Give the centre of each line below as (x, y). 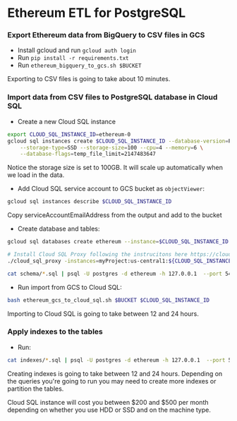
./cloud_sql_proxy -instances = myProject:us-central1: (88, 261)
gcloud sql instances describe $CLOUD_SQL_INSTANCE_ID (90, 202)
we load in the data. (36, 175)
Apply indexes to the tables (55, 331)
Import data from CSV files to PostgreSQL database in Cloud (113, 97)
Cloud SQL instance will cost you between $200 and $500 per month (108, 402)
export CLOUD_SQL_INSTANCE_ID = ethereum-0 (69, 134)
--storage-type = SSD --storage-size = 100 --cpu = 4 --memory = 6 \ (111, 147)
